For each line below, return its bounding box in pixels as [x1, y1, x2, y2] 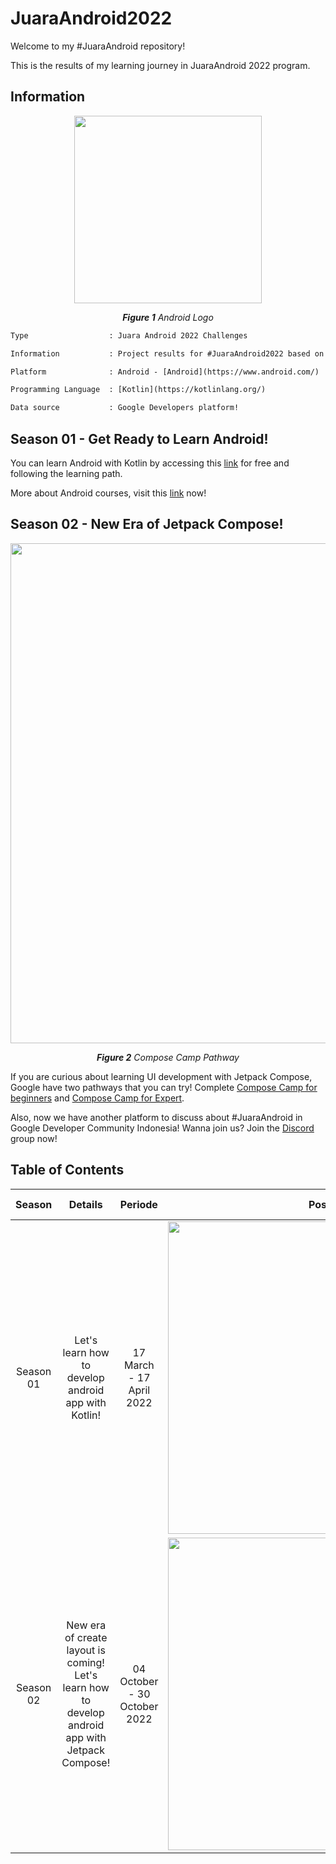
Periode [119, 1197, 158, 1211]
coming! [66, 1655, 105, 1669]
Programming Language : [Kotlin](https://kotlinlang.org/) [10, 385, 267, 395]
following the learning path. [10, 467, 123, 479]
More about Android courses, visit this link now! [10, 487, 207, 499]
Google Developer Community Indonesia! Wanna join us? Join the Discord [10, 1122, 315, 1134]
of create [64, 1630, 108, 1644]
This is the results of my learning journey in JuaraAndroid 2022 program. [10, 59, 311, 71]
